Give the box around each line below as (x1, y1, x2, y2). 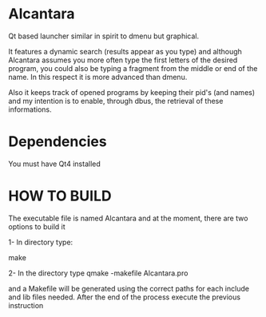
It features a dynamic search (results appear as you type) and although (8, 46, 242, 56)
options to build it (8, 221, 66, 232)
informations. (8, 105, 52, 114)
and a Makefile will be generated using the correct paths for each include (8, 283, 250, 293)
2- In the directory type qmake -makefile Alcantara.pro (8, 268, 189, 278)
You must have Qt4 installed (8, 159, 101, 168)
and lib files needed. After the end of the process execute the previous (8, 292, 241, 302)
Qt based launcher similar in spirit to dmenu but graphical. (8, 31, 200, 41)
